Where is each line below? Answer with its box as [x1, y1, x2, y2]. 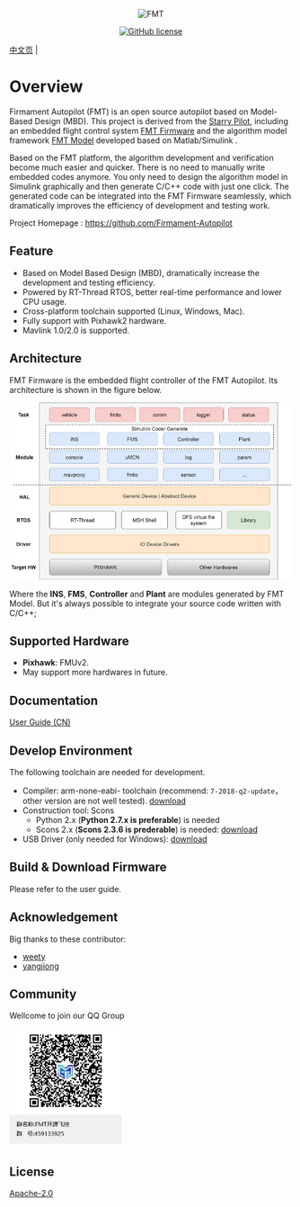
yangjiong [22, 961, 60, 971]
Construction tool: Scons [22, 805, 115, 816]
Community [9, 987, 77, 1002]
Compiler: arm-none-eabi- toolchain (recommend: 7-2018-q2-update [22, 785, 276, 796]
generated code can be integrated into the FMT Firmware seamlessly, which [9, 190, 292, 201]
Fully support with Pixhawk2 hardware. [22, 315, 167, 326]
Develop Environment [9, 743, 133, 758]
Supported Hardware [9, 633, 130, 648]
